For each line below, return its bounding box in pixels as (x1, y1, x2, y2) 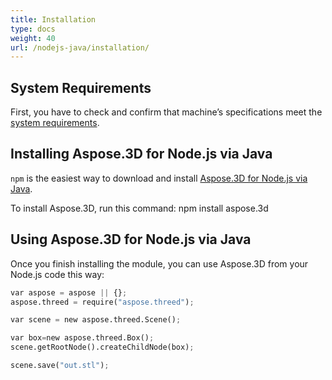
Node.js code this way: (10, 268, 105, 280)
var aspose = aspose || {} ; (10, 287, 128, 298)
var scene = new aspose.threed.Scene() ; (10, 315, 182, 325)
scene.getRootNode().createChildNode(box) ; (10, 342, 195, 353)
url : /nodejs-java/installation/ (10, 42, 150, 53)
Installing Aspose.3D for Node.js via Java (10, 146, 273, 163)
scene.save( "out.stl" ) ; (10, 361, 110, 371)
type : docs (10, 24, 56, 34)
